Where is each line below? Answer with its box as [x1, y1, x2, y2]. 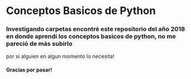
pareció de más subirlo [6, 40, 73, 48]
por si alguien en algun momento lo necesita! [6, 53, 115, 60]
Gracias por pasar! [6, 66, 53, 74]
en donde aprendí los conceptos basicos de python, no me [6, 32, 176, 40]
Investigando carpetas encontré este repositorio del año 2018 [6, 25, 186, 33]
